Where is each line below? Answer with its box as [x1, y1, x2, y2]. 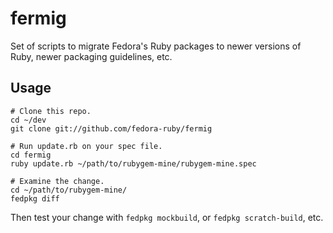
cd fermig [10, 150, 52, 160]
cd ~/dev [10, 115, 47, 125]
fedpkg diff [10, 193, 60, 204]
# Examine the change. [10, 176, 105, 186]
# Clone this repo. [10, 106, 92, 116]
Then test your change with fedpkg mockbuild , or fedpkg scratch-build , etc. [10, 211, 324, 223]
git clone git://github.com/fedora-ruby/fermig [10, 123, 213, 134]
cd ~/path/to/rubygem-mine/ [10, 185, 128, 195]
